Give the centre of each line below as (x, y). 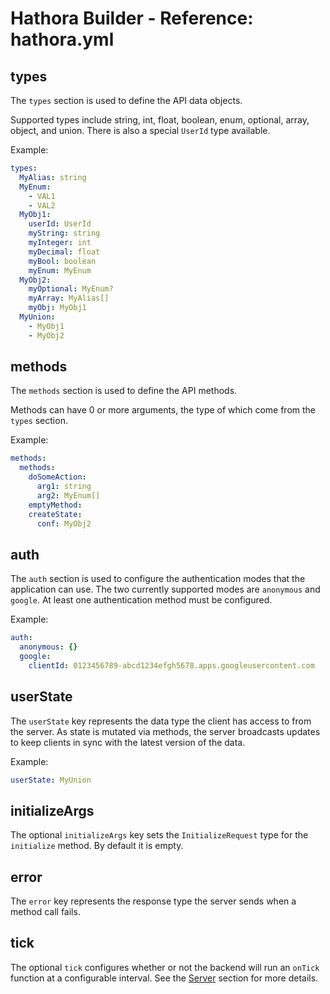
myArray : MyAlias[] (69, 298)
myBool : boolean (62, 261)
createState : (55, 514)
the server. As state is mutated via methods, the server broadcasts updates (165, 731)
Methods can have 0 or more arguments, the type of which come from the (163, 410)
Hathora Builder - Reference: (132, 18)
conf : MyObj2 (64, 523)
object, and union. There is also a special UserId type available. (140, 130)
